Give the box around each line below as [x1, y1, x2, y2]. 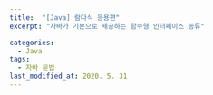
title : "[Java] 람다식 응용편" [9, 13, 121, 23]
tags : [9, 55, 30, 64]
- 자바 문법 [17, 63, 55, 72]
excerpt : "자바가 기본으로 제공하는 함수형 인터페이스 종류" [9, 22, 206, 31]
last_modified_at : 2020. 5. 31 [9, 71, 128, 81]
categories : [9, 38, 54, 47]
